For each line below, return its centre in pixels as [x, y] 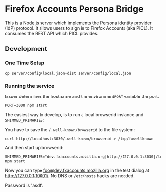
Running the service [30, 86]
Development [26, 49]
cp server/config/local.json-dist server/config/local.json [68, 73]
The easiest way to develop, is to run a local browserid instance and [74, 114]
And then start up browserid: [34, 147]
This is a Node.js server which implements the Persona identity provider [78, 23]
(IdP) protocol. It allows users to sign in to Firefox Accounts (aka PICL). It [79, 28]
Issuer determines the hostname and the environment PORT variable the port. [82, 96]
